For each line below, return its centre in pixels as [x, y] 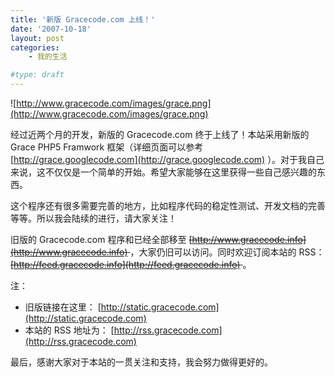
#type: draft [37, 75]
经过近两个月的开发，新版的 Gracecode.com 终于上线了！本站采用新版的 [160, 134]
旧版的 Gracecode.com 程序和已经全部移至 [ [101, 239]
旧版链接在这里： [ [63, 307]
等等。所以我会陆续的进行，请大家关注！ [93, 218]
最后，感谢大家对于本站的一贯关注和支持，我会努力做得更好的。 [141, 362]
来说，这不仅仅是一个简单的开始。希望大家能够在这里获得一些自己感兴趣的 [163, 172]
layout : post [37, 38]
